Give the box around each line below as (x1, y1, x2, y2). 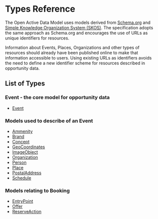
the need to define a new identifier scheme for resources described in (5, 60, 145, 66)
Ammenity (12, 128, 33, 134)
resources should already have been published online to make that (5, 50, 139, 56)
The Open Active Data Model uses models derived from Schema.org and (5, 20, 151, 25)
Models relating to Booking (5, 187, 70, 194)
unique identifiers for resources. (5, 35, 70, 41)
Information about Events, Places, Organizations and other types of (5, 44, 140, 50)
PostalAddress (12, 170, 42, 176)
